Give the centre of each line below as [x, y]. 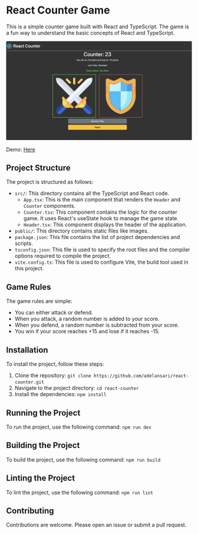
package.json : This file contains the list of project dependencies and [97, 237]
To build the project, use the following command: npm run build [83, 459]
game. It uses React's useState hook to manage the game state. [101, 218]
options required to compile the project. [62, 256]
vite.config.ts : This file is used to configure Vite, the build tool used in [101, 262]
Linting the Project [41, 478]
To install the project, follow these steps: [55, 364]
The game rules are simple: [39, 301]
